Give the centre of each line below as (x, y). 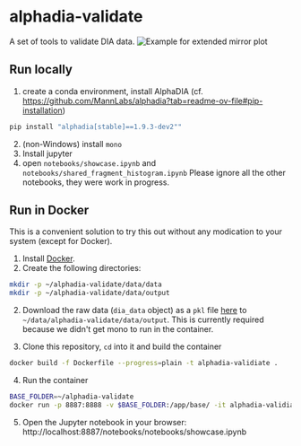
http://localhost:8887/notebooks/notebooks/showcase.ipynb (134, 432)
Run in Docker (49, 210)
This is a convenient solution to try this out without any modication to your (146, 232)
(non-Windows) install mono (72, 144)
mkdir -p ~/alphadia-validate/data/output (90, 293)
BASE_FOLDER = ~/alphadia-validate (72, 397)
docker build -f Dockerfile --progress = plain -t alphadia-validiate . (144, 363)
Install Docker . (48, 258)
